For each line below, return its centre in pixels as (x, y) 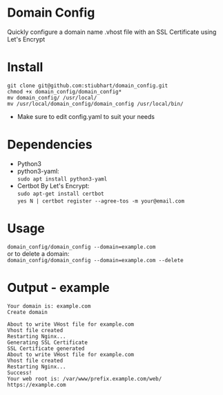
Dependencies (50, 145)
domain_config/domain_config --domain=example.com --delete (96, 260)
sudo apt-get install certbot (61, 194)
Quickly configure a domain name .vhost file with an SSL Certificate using (112, 32)
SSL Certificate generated (46, 348)
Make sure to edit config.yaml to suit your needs (86, 116)
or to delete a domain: (38, 253)
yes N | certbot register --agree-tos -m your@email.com (101, 201)
